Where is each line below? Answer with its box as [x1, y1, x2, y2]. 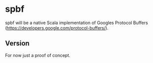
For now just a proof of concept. [5, 52, 70, 58]
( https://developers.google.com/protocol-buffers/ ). [5, 25, 109, 31]
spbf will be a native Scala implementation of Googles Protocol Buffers [5, 20, 149, 26]
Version [5, 39, 30, 48]
